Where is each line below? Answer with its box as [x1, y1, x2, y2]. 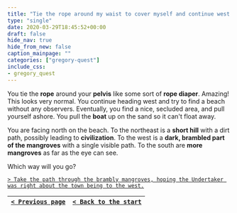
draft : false [7, 30, 46, 38]
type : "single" [7, 17, 53, 24]
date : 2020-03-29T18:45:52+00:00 [7, 23, 106, 31]
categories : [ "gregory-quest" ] [7, 57, 100, 64]
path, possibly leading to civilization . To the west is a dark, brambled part [7, 133, 225, 142]
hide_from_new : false [7, 43, 72, 50]
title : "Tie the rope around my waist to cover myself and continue [7, 10, 214, 18]
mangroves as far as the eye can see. [7, 148, 118, 157]
